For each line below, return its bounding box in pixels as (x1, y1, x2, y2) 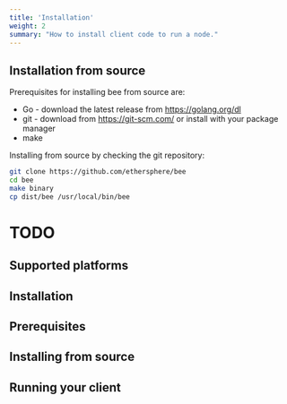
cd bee (9, 176, 34, 185)
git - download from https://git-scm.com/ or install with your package (22, 114, 279, 125)
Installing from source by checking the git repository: (9, 150, 204, 161)
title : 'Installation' (9, 13, 94, 22)
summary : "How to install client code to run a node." (9, 30, 219, 39)
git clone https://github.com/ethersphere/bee (9, 168, 187, 176)
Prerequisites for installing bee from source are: (9, 87, 186, 98)
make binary (9, 184, 54, 193)
